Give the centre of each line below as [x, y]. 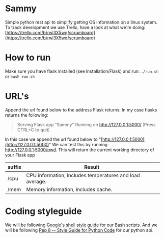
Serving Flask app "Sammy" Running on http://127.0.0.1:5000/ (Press [86, 124]
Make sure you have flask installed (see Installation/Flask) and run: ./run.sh [82, 71]
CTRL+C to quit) [33, 130]
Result [92, 167]
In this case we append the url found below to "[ [54, 139]
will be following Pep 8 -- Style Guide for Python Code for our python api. [79, 230]
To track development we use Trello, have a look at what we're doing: [75, 27]
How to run [28, 58]
